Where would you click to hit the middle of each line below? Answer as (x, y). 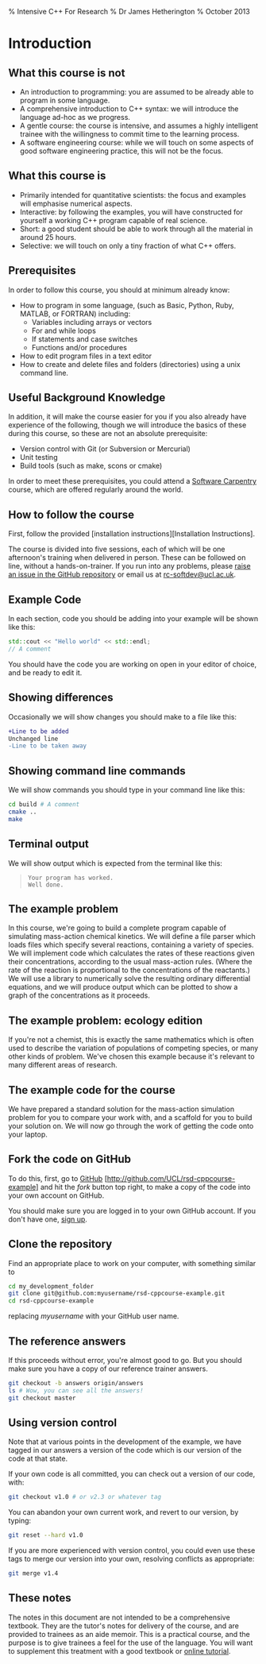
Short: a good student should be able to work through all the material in (136, 229)
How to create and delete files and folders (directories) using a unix (130, 364)
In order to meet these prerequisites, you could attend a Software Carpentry (132, 481)
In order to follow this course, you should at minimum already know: (119, 290)
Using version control (63, 1423)
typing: (20, 1521)
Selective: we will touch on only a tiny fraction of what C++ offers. (128, 245)
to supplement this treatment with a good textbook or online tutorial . (120, 1650)
